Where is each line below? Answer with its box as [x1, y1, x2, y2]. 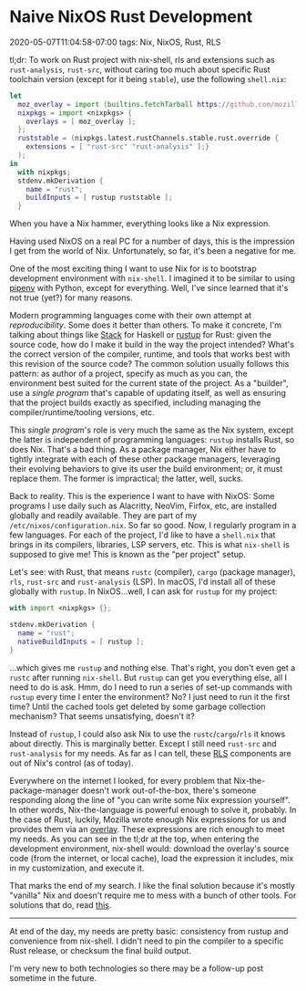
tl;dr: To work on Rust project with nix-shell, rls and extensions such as [9, 54, 275, 65]
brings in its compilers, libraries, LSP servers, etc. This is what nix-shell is [9, 539, 290, 550]
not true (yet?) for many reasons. [9, 292, 134, 303]
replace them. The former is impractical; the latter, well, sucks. [9, 473, 244, 485]
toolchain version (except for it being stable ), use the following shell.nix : [9, 73, 287, 84]
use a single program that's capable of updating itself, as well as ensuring [9, 388, 287, 399]
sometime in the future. [9, 972, 97, 983]
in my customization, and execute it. [9, 862, 145, 873]
